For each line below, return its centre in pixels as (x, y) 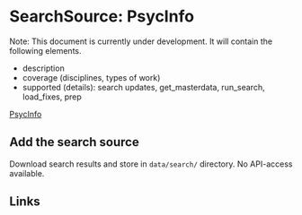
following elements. (46, 50)
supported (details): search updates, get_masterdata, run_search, (143, 87)
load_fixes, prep (52, 97)
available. (27, 173)
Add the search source (74, 142)
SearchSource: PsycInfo (102, 17)
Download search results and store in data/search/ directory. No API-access (151, 164)
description (43, 68)
